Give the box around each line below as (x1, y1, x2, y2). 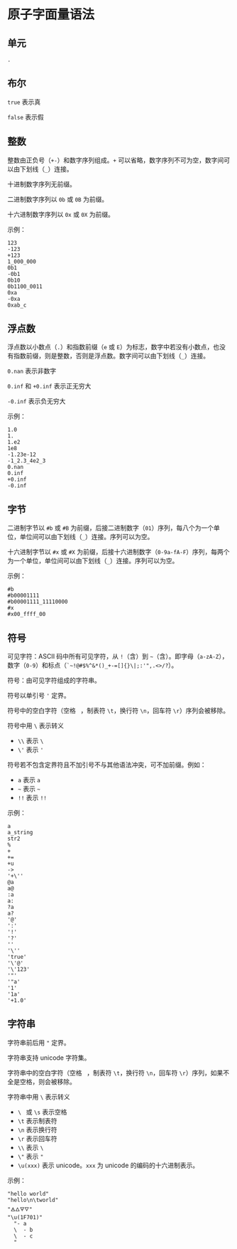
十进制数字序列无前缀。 (7, 179, 76, 188)
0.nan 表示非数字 (7, 367, 57, 376)
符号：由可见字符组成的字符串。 (7, 676, 101, 685)
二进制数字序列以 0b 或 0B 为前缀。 (7, 195, 109, 203)
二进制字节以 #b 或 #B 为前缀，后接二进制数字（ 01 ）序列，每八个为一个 (7, 523, 214, 532)
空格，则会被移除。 (19, 1077, 76, 1085)
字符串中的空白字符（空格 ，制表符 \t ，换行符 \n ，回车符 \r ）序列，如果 (7, 1068, 224, 1077)
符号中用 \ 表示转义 (7, 721, 65, 730)
